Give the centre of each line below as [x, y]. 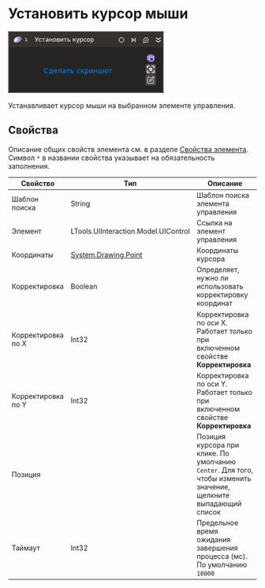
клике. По [213, 453]
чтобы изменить [224, 478]
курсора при [218, 445]
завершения [217, 548]
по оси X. [212, 322]
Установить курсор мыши [98, 14]
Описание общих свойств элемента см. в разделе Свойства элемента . [128, 149]
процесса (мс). [222, 556]
